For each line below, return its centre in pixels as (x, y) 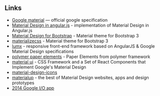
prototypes (23, 83)
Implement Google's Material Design (49, 67)
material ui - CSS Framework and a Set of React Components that (79, 62)
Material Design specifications (43, 51)
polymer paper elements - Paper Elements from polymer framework (81, 57)
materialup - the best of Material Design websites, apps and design (80, 77)
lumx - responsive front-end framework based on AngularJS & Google (83, 46)
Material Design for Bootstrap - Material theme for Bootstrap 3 (75, 35)
